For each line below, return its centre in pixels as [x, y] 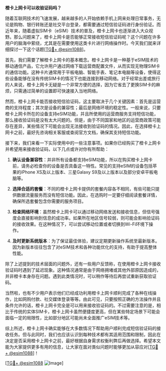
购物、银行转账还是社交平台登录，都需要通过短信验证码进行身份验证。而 [87, 25]
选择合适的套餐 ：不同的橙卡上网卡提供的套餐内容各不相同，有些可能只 [84, 189]
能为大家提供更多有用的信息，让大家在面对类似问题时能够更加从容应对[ [77, 347]
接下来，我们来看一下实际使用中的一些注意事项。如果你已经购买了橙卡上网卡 [83, 143]
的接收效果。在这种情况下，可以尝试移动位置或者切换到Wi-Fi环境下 [81, 224]
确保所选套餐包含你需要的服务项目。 [49, 201]
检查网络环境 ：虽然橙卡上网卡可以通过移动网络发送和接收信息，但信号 [84, 212]
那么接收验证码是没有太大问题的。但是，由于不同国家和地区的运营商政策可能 [83, 120]
